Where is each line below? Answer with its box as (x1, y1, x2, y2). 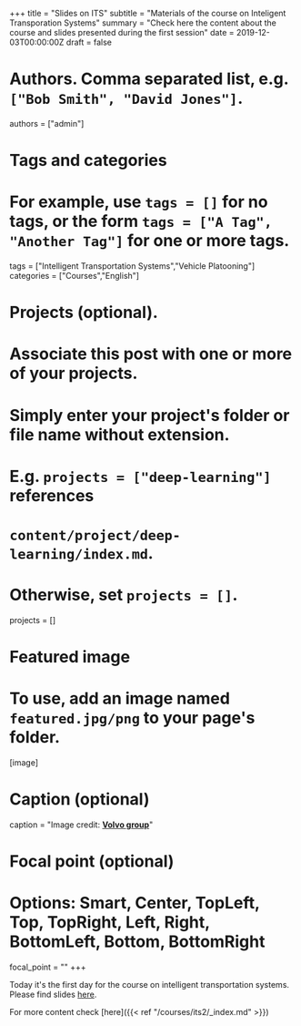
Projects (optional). (9, 303, 159, 323)
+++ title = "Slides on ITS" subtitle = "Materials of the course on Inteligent (9, 8, 286, 18)
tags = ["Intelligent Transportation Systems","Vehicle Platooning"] (9, 261, 256, 272)
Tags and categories (9, 150, 167, 171)
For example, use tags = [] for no (9, 191, 268, 212)
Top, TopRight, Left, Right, (9, 912, 211, 933)
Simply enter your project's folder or (9, 405, 290, 426)
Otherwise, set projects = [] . (9, 585, 238, 605)
